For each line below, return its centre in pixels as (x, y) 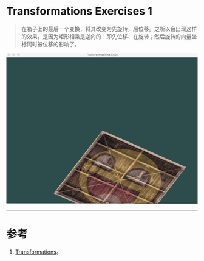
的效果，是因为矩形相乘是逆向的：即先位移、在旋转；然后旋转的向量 (106, 36)
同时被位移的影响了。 (53, 44)
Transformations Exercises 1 (80, 11)
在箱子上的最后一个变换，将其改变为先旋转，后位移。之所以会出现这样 (109, 29)
